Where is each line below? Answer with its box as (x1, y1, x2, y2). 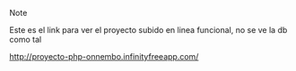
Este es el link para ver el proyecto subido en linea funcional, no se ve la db (9, 25, 288, 35)
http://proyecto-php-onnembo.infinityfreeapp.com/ (9, 51, 199, 61)
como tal (9, 35, 42, 44)
